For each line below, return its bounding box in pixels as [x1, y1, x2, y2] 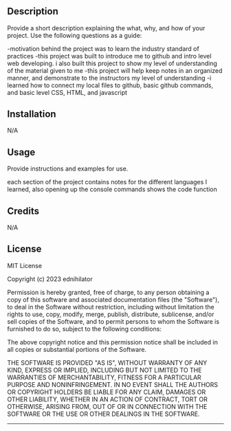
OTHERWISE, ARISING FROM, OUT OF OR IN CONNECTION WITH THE [7, 402, 208, 410]
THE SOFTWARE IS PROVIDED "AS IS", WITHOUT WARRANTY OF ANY [7, 358, 208, 366]
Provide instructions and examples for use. [7, 164, 129, 173]
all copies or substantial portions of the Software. [7, 345, 146, 353]
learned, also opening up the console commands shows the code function [7, 185, 218, 194]
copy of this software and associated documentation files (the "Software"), [7, 295, 220, 304]
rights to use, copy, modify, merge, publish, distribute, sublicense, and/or [7, 310, 214, 318]
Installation [7, 109, 56, 120]
